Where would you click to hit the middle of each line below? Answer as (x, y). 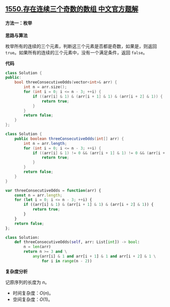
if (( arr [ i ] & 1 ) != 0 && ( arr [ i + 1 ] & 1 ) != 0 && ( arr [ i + (99, 153)
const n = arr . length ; (38, 195)
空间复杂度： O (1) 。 (33, 299)
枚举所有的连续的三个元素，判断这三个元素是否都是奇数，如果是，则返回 (81, 46)
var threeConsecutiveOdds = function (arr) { (53, 190)
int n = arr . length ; (45, 143)
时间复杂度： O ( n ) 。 (33, 293)
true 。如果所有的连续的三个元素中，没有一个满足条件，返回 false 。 (76, 52)
